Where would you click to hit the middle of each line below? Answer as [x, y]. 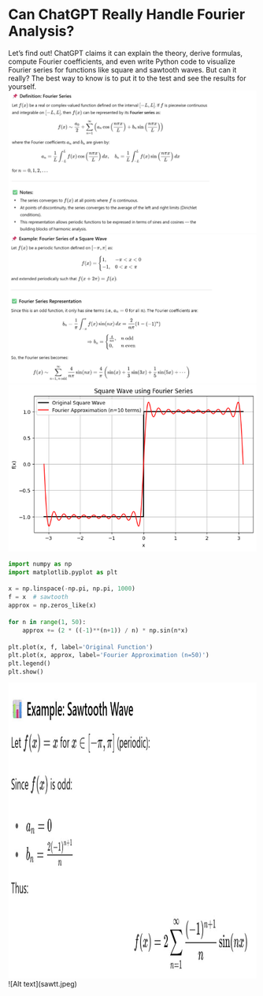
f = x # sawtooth [38, 597]
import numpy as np [40, 564]
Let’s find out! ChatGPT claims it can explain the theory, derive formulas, [125, 53]
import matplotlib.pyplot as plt [63, 572]
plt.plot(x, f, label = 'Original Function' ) [81, 647]
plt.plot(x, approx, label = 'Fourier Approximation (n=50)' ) [109, 656]
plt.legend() [30, 663]
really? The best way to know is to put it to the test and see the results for [127, 78]
